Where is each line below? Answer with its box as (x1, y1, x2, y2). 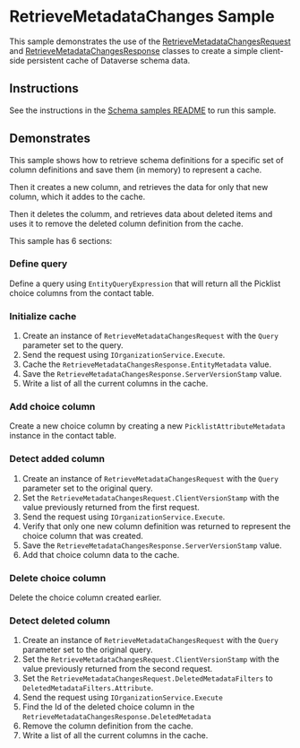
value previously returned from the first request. (21, 501, 200, 512)
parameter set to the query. (21, 340, 124, 351)
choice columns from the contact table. (9, 287, 155, 298)
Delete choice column (9, 571, 107, 584)
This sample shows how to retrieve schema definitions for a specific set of (9, 154, 284, 165)
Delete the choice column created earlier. (9, 592, 162, 603)
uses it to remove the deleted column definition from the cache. (9, 218, 244, 229)
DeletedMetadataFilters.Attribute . (21, 683, 154, 693)
